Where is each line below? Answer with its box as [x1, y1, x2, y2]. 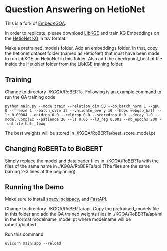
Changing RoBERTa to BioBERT [5, 144, 103, 153]
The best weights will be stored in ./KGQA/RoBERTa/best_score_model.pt [5, 130, 156, 136]
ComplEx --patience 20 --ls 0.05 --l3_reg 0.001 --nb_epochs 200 [18, 117, 157, 122]
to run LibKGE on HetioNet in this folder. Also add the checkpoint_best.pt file [5, 55, 162, 61]
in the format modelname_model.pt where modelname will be [5, 216, 131, 222]
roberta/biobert [5, 222, 37, 228]
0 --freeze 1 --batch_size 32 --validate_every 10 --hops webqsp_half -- [5, 108, 162, 113]
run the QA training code [5, 94, 56, 100]
